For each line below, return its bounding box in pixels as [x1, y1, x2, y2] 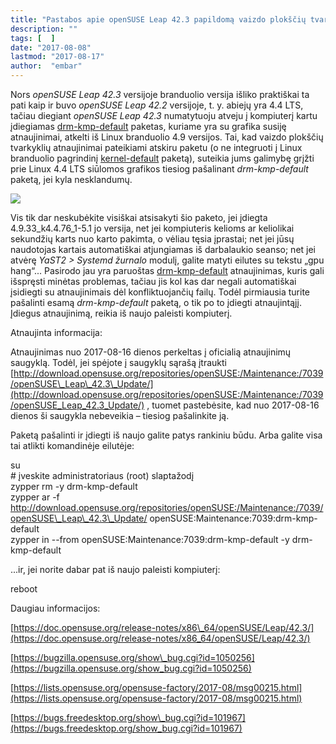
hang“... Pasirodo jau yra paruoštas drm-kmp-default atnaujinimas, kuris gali [10, 265, 325, 276]
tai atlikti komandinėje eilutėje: [10, 440, 135, 451]
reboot [10, 583, 38, 595]
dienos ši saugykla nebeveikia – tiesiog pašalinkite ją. [10, 410, 230, 421]
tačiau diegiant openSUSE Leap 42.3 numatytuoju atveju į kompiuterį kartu [10, 110, 318, 121]
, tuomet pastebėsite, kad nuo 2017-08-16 [146, 399, 320, 411]
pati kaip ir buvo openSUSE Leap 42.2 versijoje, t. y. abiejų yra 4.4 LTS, [10, 99, 304, 111]
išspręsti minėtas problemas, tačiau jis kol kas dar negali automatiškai [10, 276, 297, 287]
